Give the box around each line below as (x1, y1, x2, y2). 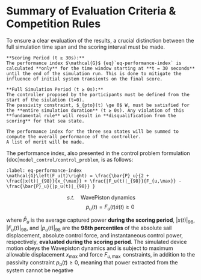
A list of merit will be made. (6, 139, 85, 145)
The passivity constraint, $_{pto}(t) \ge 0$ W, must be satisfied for (6, 102, 190, 108)
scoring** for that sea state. (6, 118, 85, 124)
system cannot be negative (6, 266, 74, 274)
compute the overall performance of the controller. (6, 133, 141, 139)
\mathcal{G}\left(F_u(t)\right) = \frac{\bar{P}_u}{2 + (6, 172, 149, 178)
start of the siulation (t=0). (6, 97, 85, 103)
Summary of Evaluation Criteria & (6, 4, 176, 18)
